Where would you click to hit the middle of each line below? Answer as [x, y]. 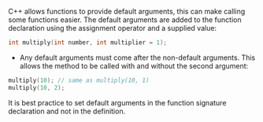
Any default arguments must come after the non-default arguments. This [137, 57]
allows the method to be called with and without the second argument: [134, 65]
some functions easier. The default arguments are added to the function [125, 20]
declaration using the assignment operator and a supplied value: [113, 28]
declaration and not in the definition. [67, 111]
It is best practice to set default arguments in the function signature [117, 102]
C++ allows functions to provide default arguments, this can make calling [127, 11]
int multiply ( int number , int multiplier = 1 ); [88, 43]
